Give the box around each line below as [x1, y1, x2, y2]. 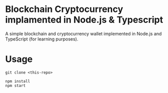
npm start [5, 83, 26, 88]
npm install [5, 78, 30, 83]
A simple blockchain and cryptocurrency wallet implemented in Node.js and [5, 30, 162, 36]
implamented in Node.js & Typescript [5, 14, 163, 25]
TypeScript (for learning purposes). [5, 36, 78, 42]
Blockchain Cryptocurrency [5, 3, 123, 15]
